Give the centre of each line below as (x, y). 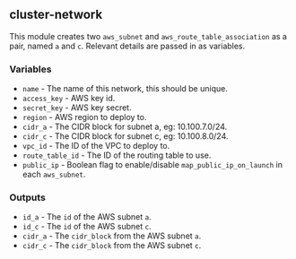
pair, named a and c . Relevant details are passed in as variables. (127, 46)
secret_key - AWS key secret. (77, 108)
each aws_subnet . (54, 175)
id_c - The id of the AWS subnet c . (87, 227)
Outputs (28, 198)
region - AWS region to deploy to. (84, 117)
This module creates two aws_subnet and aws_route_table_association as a (148, 36)
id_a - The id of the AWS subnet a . (87, 217)
